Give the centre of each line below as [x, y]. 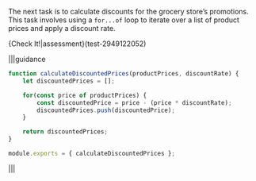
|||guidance [27, 59]
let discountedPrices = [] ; [69, 81]
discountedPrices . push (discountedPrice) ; [106, 110]
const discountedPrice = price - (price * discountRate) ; [134, 102]
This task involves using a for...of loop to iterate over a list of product [124, 20]
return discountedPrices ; [65, 132]
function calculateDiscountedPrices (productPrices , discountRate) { [124, 74]
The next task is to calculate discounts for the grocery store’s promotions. [129, 12]
